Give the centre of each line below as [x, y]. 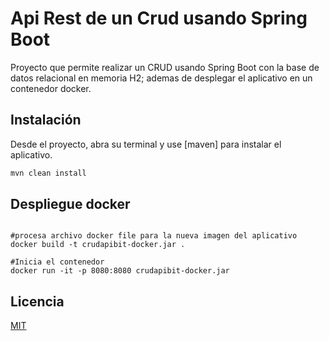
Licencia [37, 301]
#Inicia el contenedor [57, 262]
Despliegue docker [70, 204]
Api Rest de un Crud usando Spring [159, 18]
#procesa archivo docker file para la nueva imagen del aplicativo [154, 236]
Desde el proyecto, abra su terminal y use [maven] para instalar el [146, 144]
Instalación [46, 120]
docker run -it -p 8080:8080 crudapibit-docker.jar [120, 271]
